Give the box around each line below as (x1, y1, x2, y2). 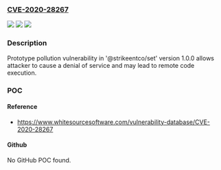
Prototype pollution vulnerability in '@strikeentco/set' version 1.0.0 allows (7, 53, 215, 62)
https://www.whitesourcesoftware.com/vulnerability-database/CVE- (16, 118, 211, 126)
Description (7, 38, 47, 48)
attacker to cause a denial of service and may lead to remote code (7, 61, 195, 69)
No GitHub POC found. (7, 156, 71, 164)
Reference (7, 103, 38, 111)
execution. (7, 69, 37, 77)
